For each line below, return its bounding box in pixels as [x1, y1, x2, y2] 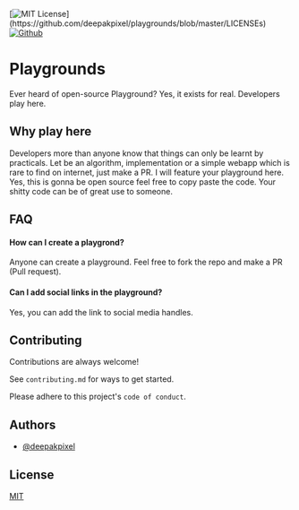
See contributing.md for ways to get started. [9, 374, 175, 385]
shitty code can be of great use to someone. [9, 186, 173, 196]
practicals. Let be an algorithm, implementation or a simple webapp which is [9, 157, 291, 168]
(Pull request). [9, 266, 62, 277]
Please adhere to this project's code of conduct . [9, 391, 186, 402]
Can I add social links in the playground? [9, 287, 163, 298]
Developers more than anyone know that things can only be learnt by [9, 148, 264, 159]
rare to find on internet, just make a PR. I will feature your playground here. [9, 167, 285, 177]
